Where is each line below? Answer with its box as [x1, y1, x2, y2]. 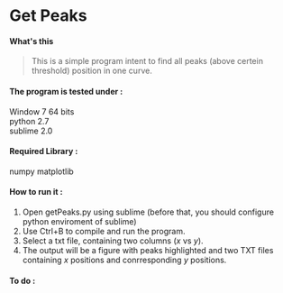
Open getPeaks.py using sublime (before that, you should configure [22, 206, 275, 217]
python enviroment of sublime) [22, 216, 137, 226]
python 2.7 [9, 115, 50, 126]
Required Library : [9, 146, 78, 157]
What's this [9, 35, 54, 46]
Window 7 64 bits [9, 105, 75, 117]
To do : [9, 275, 36, 286]
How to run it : [9, 187, 63, 197]
